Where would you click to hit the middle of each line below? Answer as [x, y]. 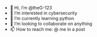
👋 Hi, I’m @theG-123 [31, 8]
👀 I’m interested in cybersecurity [43, 13]
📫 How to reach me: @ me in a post [47, 29]
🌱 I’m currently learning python [42, 18]
